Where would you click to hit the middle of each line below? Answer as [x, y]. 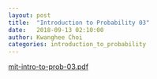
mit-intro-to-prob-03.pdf [49, 66]
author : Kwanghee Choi [45, 37]
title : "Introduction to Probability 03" [79, 23]
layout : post [30, 15]
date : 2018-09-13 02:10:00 [56, 30]
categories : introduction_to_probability [77, 45]
